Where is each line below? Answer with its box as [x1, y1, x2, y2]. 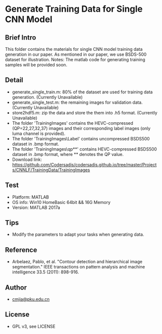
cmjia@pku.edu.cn [12, 296, 50, 302]
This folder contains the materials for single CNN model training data [5, 46, 143, 52]
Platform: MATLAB [12, 194, 50, 200]
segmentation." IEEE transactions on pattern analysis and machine [12, 264, 145, 270]
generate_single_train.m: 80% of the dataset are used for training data [12, 89, 153, 95]
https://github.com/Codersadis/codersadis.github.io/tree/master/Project [12, 161, 157, 167]
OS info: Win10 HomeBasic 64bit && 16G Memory [12, 199, 111, 205]
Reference [5, 245, 37, 254]
